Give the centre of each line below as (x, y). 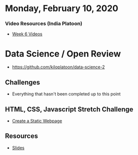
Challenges (23, 82)
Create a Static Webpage (37, 121)
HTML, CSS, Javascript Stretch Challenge (69, 109)
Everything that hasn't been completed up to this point (66, 94)
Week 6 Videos (27, 34)
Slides (18, 148)
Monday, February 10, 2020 (62, 8)
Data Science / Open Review (63, 54)
